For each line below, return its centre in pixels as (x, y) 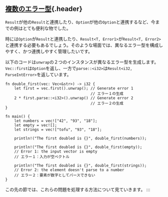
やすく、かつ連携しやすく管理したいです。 (49, 51)
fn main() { (18, 116)
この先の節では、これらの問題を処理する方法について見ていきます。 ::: (78, 189)
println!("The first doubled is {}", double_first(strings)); (80, 165)
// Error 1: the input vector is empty (56, 151)
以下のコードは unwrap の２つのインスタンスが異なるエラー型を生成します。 (82, 62)
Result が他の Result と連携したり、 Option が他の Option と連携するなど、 (78, 22)
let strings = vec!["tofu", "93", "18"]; (58, 129)
